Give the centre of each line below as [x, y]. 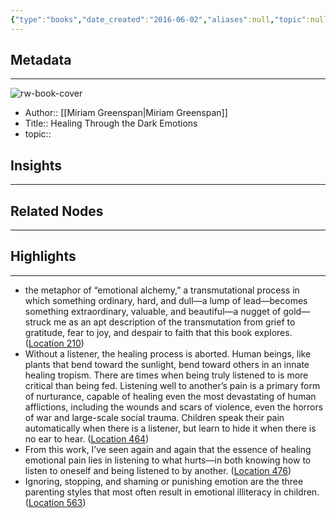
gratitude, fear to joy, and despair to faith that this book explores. [158, 332]
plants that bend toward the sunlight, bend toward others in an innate [167, 364]
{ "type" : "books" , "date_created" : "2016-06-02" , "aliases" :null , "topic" [158, 19]
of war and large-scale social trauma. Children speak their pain [154, 417]
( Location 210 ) [54, 343]
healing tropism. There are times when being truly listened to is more [166, 375]
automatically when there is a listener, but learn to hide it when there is [170, 428]
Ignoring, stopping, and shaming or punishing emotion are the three [164, 481]
